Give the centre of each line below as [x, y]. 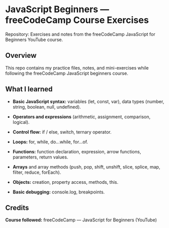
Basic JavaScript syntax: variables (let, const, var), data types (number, [88, 101]
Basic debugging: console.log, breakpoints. [59, 192]
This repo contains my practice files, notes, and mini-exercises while [77, 68]
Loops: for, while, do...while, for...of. [50, 142]
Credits [17, 207]
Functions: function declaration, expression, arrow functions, [77, 151]
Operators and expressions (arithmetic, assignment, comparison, [81, 117]
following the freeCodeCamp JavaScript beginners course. [67, 73]
